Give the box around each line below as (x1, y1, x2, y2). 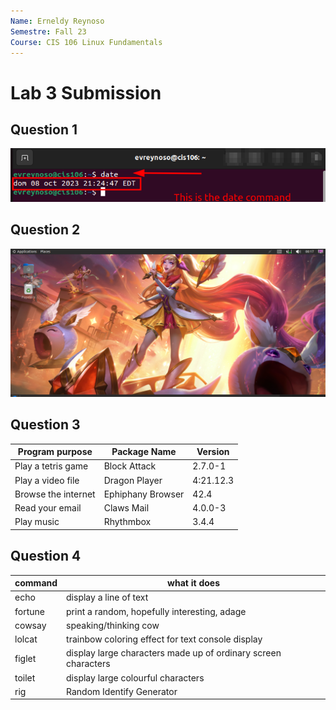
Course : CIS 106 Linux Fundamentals (10, 37, 163, 47)
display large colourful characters (66, 671, 205, 684)
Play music (14, 516, 60, 528)
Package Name (111, 446, 177, 458)
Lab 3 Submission (10, 81, 162, 104)
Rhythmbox (103, 516, 152, 528)
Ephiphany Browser (103, 488, 185, 500)
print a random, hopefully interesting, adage (66, 605, 247, 617)
